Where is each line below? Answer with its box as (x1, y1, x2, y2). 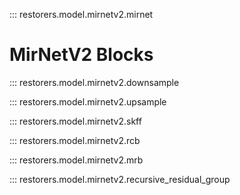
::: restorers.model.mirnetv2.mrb (9, 154, 144, 166)
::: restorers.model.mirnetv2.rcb (9, 134, 141, 146)
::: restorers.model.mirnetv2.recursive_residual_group (9, 173, 231, 185)
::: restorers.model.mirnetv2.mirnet (9, 9, 154, 20)
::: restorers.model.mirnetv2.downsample (9, 76, 180, 88)
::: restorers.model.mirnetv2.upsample (9, 95, 167, 108)
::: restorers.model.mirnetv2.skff (9, 115, 142, 127)
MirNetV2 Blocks (9, 44, 154, 66)
